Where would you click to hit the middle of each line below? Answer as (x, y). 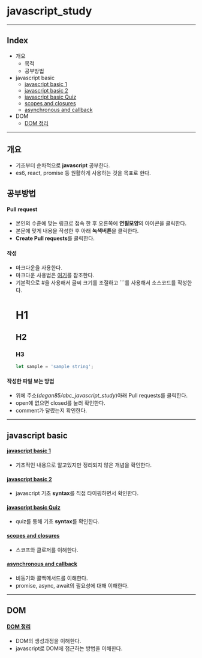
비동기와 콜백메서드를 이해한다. (52, 578)
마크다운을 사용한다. (39, 268)
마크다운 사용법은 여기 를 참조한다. (55, 275)
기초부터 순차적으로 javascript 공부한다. (63, 165)
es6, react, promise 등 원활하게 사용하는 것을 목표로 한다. (83, 173)
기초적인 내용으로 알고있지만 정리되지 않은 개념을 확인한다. (84, 465)
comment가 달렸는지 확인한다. (51, 411)
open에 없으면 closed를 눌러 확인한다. (60, 403)
